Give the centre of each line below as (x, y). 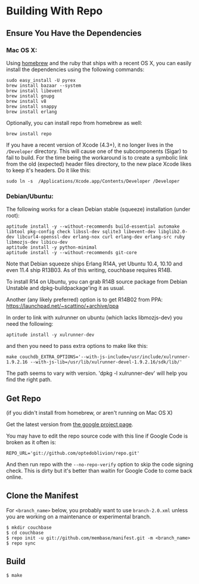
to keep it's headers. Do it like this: (49, 170)
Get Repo (24, 398)
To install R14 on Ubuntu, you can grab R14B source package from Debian (97, 282)
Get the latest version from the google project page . (70, 424)
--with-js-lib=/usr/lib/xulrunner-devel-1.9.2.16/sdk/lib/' (106, 362)
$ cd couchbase (25, 533)
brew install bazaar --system (44, 85)
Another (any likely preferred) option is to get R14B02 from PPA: (84, 299)
